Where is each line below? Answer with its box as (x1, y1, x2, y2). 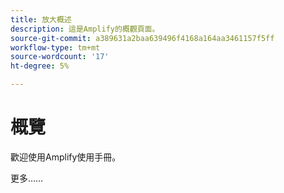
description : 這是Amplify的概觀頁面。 (10, 24, 160, 34)
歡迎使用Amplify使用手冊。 (10, 151, 122, 163)
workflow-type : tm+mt (10, 42, 101, 53)
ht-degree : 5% (10, 61, 70, 71)
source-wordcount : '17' (10, 52, 110, 62)
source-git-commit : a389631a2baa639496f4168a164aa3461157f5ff (10, 33, 275, 43)
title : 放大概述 (10, 14, 72, 25)
